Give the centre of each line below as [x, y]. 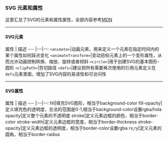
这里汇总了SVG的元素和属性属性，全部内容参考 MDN [59, 20]
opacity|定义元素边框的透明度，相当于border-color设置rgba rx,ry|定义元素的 [83, 128]
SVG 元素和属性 [24, 7]
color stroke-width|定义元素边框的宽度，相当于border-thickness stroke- [79, 121]
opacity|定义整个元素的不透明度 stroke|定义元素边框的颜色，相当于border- [82, 115]
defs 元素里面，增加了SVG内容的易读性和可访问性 [56, 74]
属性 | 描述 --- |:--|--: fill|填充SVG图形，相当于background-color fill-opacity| [84, 103]
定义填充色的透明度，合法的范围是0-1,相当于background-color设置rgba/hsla [83, 109]
